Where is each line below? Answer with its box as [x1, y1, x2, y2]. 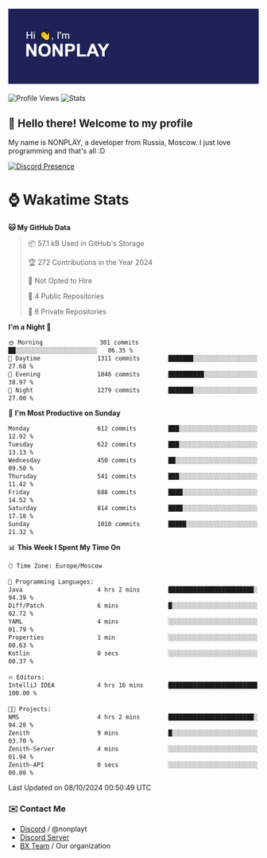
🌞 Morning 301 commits [8, 338, 139, 346]
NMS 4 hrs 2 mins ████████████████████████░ [8, 713, 258, 721]
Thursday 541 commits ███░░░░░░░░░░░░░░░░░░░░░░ [8, 472, 258, 480]
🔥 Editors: [8, 673, 45, 681]
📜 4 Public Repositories [27, 291, 105, 301]
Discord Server [19, 833, 70, 842]
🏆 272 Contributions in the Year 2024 [27, 257, 153, 267]
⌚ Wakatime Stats [8, 191, 130, 209]
